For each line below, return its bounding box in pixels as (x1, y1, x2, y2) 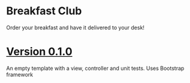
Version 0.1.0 (6, 45, 73, 59)
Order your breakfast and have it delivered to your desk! (6, 24, 145, 31)
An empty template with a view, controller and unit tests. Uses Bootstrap (6, 64, 185, 72)
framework (6, 70, 34, 78)
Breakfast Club (6, 4, 82, 18)
